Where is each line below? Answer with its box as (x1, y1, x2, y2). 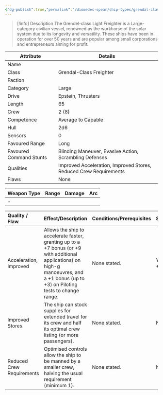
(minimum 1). (43, 382, 75, 389)
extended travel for (43, 313, 87, 320)
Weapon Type (7, 190, 40, 197)
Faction (7, 76, 25, 83)
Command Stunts (7, 154, 47, 161)
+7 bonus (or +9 (43, 244, 81, 251)
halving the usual (43, 370, 83, 377)
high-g (43, 263, 60, 269)
